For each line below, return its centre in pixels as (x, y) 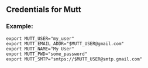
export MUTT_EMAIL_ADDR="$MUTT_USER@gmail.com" (65, 43)
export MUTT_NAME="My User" (40, 49)
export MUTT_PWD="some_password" (47, 54)
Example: (20, 26)
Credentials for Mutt (44, 10)
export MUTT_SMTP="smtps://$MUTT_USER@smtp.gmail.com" (74, 59)
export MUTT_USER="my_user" (40, 38)
